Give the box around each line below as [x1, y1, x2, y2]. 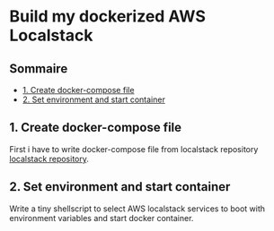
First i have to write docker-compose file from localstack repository [9, 143, 259, 154]
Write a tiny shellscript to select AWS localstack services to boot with [9, 203, 265, 214]
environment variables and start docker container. [9, 212, 194, 223]
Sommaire [9, 61, 68, 76]
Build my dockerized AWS [9, 6, 207, 27]
